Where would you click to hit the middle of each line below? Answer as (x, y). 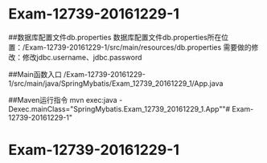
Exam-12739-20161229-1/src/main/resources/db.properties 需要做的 (138, 47)
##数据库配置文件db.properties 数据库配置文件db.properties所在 (115, 37)
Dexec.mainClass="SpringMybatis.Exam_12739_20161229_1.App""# (119, 108)
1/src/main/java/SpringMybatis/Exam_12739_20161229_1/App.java (116, 83)
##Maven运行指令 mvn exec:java (63, 100)
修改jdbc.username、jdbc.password (82, 57)
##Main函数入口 (35, 74)
